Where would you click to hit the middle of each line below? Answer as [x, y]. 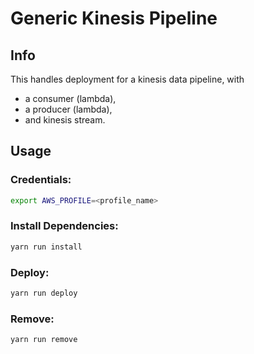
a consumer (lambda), [70, 98]
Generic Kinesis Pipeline [114, 18]
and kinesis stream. [65, 120]
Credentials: [41, 180]
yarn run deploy [44, 293]
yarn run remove [44, 340]
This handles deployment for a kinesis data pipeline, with [127, 79]
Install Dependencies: [64, 226]
